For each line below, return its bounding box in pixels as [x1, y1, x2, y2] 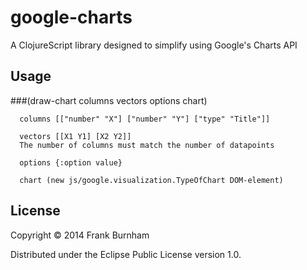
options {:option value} [19, 157, 123, 168]
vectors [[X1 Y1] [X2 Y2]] [19, 131, 132, 141]
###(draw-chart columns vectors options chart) [10, 94, 208, 106]
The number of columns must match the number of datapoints [19, 140, 275, 150]
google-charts [10, 6, 133, 29]
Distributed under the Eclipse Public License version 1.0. [10, 248, 242, 260]
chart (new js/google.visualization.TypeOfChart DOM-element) [19, 175, 284, 185]
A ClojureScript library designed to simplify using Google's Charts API [10, 39, 298, 51]
